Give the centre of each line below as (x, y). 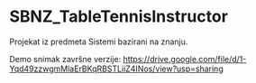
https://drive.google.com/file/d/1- (185, 59)
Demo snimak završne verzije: (65, 59)
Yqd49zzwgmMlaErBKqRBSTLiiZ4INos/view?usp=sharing (116, 69)
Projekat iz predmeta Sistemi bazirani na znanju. (99, 41)
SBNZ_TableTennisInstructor (119, 17)
